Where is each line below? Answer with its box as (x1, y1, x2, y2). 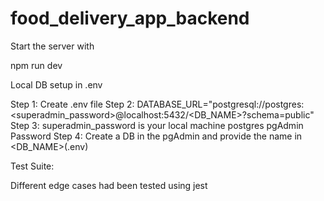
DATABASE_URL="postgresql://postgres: (136, 98, 305, 110)
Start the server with (10, 40, 95, 52)
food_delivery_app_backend (10, 7, 250, 30)
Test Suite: (10, 160, 55, 172)
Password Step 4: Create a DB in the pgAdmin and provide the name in (10, 130, 303, 142)
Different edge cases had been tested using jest (10, 179, 208, 191)
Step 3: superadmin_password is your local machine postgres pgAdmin (10, 119, 304, 131)
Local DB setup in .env (10, 78, 103, 91)
